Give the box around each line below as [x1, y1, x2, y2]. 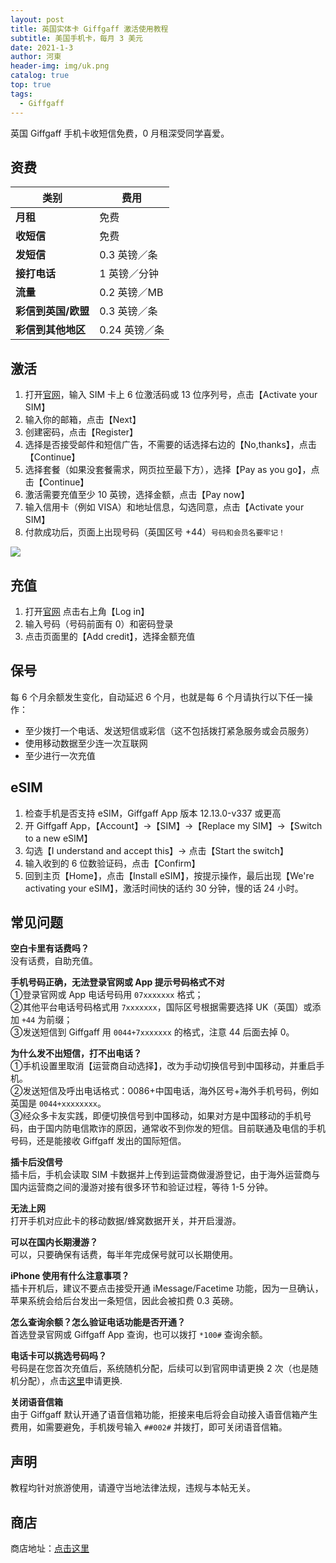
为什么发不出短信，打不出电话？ [10, 1047, 142, 1060]
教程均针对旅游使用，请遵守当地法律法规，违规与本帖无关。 [10, 1482, 256, 1494]
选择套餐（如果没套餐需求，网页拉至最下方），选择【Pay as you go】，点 [24, 464, 320, 476]
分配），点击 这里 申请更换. [18, 1375, 123, 1387]
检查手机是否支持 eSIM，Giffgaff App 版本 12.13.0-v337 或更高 [24, 807, 282, 819]
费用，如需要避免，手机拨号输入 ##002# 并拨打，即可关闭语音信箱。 [10, 1421, 288, 1433]
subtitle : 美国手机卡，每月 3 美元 [10, 33, 143, 43]
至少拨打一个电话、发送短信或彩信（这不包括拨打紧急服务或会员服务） [24, 724, 315, 736]
